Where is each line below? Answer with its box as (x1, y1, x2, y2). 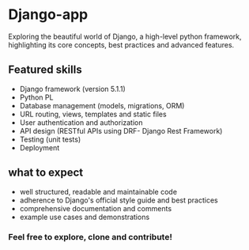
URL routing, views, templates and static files (19, 109, 168, 119)
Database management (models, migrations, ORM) (19, 100, 185, 110)
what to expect (8, 166, 84, 180)
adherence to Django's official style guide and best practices (19, 195, 219, 205)
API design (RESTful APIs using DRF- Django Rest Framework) (19, 126, 223, 135)
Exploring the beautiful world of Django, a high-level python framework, (8, 32, 243, 41)
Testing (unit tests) (19, 134, 81, 144)
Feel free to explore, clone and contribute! (8, 232, 172, 243)
